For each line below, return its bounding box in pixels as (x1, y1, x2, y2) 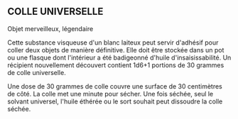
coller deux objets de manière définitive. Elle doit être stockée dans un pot (7, 45, 225, 54)
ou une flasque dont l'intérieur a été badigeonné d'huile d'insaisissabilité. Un (7, 53, 232, 62)
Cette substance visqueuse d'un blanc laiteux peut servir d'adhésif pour (7, 38, 219, 47)
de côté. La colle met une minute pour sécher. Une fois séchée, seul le (7, 89, 214, 98)
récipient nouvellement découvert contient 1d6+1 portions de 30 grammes (7, 60, 225, 69)
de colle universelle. (7, 68, 66, 76)
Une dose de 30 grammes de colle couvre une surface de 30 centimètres (7, 81, 222, 91)
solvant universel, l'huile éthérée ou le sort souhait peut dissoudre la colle (7, 97, 223, 106)
